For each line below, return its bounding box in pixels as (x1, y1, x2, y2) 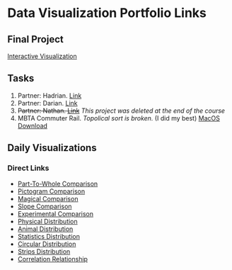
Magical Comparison (17, 194, 79, 203)
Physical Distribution (17, 217, 78, 225)
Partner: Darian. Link (17, 99, 78, 107)
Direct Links (7, 163, 50, 173)
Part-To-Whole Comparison (17, 179, 98, 188)
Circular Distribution (17, 240, 76, 248)
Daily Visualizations (7, 142, 97, 154)
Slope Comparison (17, 202, 72, 210)
